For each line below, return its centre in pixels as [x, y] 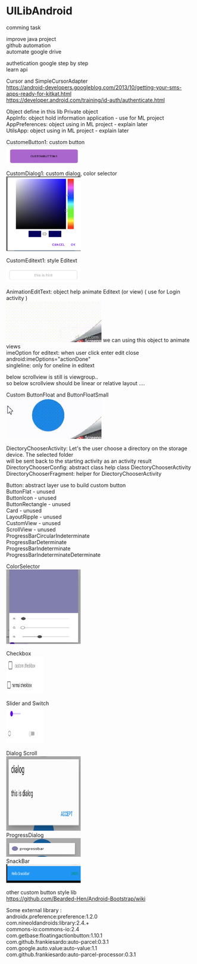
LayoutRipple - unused [34, 517]
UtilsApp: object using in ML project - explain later [68, 130]
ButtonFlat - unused [31, 491]
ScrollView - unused [31, 529]
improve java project [31, 39]
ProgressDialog [25, 835]
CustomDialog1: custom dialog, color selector [62, 173]
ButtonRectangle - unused [38, 504]
